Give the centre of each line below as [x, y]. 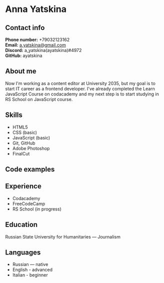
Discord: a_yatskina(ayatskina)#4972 [43, 50]
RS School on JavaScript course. [39, 99]
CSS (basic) [25, 132]
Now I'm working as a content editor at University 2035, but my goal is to [80, 83]
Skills [14, 115]
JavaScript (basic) [31, 137]
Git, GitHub [24, 143]
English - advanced [32, 270]
